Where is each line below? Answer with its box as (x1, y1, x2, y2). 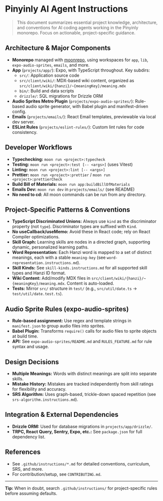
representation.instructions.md (12, 261, 78, 266)
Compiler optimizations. (12, 234, 60, 240)
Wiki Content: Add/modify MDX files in (12, 275, 91, 281)
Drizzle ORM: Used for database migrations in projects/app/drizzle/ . (12, 423, 153, 429)
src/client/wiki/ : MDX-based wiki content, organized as (19, 77, 134, 83)
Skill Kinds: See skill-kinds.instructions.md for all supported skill (12, 265, 147, 271)
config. (12, 108, 27, 114)
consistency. (12, 129, 38, 135)
